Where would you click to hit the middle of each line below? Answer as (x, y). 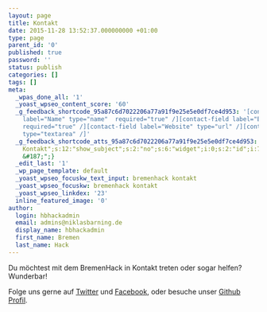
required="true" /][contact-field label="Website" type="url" (128, 127)
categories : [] (33, 75)
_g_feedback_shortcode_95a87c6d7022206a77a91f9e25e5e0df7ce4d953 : (128, 112)
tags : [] (23, 82)
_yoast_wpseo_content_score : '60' (72, 104)
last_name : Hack (42, 245)
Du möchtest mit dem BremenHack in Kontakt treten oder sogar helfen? (125, 267)
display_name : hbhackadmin (60, 230)
